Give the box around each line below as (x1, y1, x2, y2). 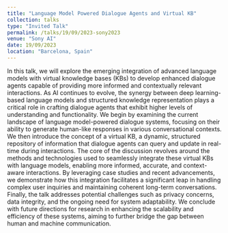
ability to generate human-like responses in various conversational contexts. (7, 124, 222, 133)
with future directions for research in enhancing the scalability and (7, 204, 194, 213)
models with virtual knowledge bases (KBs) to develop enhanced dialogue (7, 74, 216, 82)
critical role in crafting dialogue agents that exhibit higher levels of (7, 103, 193, 111)
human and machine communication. (7, 219, 111, 228)
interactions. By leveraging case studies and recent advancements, (26, 168, 215, 176)
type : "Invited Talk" (7, 23, 69, 29)
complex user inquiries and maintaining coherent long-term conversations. (7, 182, 217, 191)
